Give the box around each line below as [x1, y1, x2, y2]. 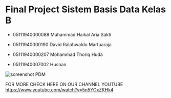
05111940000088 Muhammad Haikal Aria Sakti [12, 31, 112, 37]
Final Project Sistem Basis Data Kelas [5, 4, 166, 15]
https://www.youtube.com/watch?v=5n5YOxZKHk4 [5, 86, 114, 93]
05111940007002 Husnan [12, 61, 67, 67]
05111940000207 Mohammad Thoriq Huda [12, 51, 103, 57]
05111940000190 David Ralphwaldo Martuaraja [12, 41, 112, 47]
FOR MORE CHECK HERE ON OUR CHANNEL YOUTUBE [5, 81, 123, 87]
